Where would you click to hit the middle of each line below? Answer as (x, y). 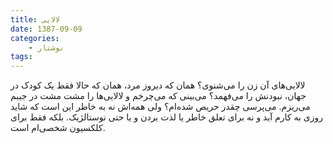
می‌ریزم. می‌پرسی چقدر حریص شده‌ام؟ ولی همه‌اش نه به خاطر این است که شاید (160, 107)
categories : (35, 38)
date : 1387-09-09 (46, 29)
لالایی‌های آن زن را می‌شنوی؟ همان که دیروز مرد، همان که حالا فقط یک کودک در (158, 85)
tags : (21, 57)
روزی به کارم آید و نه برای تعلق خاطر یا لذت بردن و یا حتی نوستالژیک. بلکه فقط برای (167, 117)
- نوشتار (46, 47)
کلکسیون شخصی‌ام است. (58, 128)
